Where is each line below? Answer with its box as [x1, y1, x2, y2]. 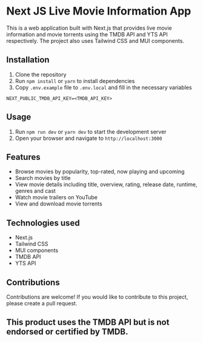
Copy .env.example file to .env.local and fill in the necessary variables [15, 84, 192, 91]
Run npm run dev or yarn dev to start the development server [15, 128, 167, 135]
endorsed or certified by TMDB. [6, 327, 128, 337]
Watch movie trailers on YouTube [15, 194, 98, 201]
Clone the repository [15, 71, 67, 78]
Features [6, 152, 41, 162]
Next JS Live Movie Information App [6, 4, 191, 18]
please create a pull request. [6, 300, 78, 307]
